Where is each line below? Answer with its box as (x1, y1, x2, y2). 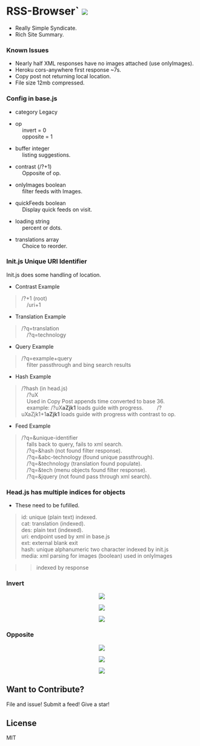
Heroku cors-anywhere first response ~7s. (15, 66, 121, 74)
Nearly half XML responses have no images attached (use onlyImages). (15, 60, 194, 67)
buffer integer (15, 145, 50, 152)
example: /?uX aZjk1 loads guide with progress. (26, 404, 144, 411)
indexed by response (36, 564, 89, 572)
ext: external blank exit (21, 539, 78, 547)
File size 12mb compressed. (15, 79, 85, 86)
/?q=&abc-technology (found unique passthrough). (26, 453, 155, 460)
